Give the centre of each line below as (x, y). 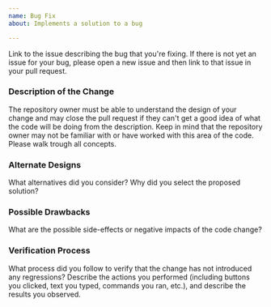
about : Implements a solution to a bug (76, 23)
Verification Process (49, 250)
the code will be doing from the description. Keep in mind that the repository (135, 126)
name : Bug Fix (32, 16)
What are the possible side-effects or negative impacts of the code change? (135, 230)
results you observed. (44, 294)
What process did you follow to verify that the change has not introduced (130, 268)
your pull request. (38, 70)
